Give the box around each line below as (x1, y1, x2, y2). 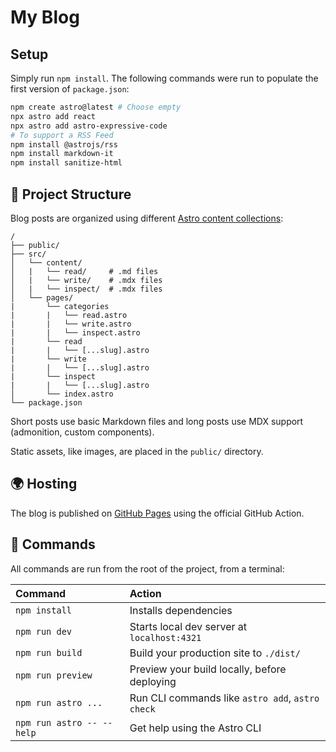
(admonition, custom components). (10, 426, 155, 438)
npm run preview (15, 669, 93, 681)
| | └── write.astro (10, 319, 132, 329)
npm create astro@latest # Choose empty (10, 102, 182, 112)
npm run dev (15, 626, 73, 637)
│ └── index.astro (10, 389, 114, 399)
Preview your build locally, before (129, 662, 287, 676)
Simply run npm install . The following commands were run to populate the (10, 72, 319, 84)
